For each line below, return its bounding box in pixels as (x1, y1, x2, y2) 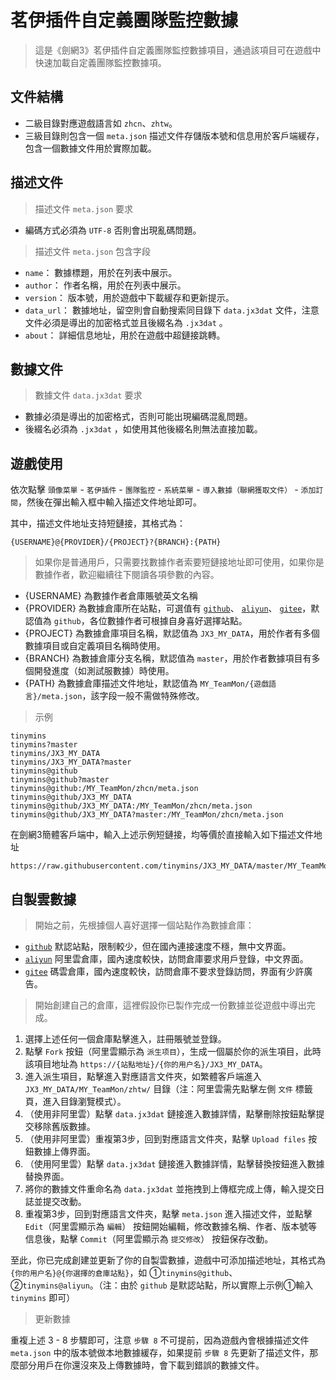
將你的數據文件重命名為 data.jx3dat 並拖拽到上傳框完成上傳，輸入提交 (24, 1183, 317, 1195)
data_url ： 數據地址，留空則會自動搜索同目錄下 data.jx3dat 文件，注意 (24, 304, 320, 316)
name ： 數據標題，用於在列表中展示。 (24, 266, 178, 278)
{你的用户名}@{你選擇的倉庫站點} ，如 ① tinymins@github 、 (10, 1267, 238, 1278)
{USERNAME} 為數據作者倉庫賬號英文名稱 (24, 590, 198, 602)
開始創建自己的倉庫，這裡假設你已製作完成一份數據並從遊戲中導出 (34, 999, 307, 1011)
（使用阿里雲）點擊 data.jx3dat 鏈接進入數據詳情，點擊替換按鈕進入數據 (24, 1158, 325, 1170)
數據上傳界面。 (33, 1146, 96, 1157)
